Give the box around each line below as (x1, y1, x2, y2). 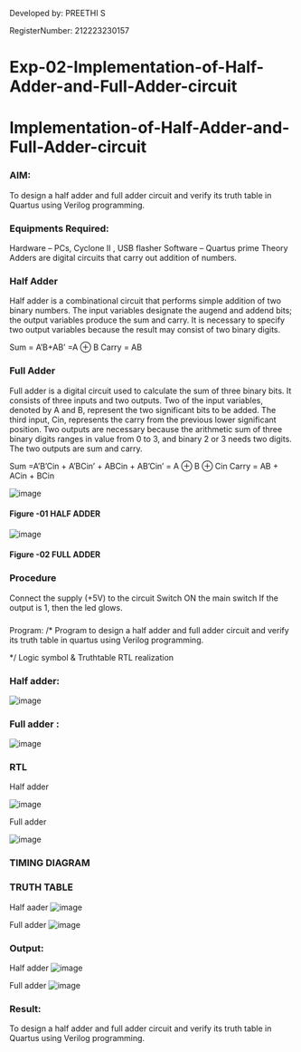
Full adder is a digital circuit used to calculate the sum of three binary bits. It (9, 385, 292, 396)
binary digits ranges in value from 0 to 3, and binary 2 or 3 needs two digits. (9, 433, 292, 444)
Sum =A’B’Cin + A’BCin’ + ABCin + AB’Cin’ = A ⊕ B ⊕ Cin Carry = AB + (9, 460, 278, 471)
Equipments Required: (9, 222, 109, 235)
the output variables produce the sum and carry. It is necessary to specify (9, 314, 286, 325)
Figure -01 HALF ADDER (9, 508, 101, 519)
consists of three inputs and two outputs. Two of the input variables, (9, 394, 264, 406)
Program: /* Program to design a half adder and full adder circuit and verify (9, 624, 289, 635)
